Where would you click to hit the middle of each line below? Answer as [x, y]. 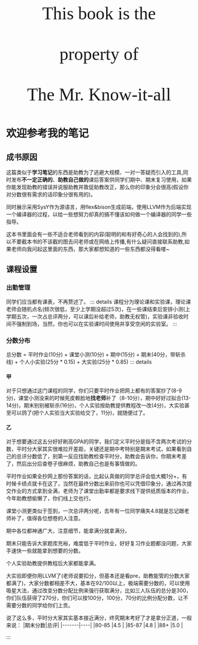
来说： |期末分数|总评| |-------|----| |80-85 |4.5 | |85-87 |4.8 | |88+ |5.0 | [95, 626]
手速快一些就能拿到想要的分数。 [45, 551]
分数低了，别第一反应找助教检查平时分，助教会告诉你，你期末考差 [106, 456]
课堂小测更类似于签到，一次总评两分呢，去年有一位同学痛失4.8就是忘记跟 [95, 511]
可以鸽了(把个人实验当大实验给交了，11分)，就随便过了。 [80, 413]
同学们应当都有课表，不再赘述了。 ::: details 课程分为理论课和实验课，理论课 [99, 302]
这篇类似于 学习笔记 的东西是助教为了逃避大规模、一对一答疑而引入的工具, [95, 172]
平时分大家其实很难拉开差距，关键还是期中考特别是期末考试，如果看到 [101, 449]
